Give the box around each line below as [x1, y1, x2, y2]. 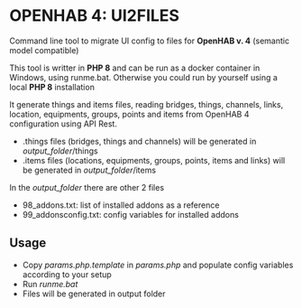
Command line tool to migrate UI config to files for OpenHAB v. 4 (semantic [9, 35, 290, 46]
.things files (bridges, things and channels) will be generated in [22, 135, 257, 146]
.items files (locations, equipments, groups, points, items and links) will [22, 154, 286, 165]
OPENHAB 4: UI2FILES [9, 5, 180, 26]
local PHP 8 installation [9, 81, 95, 92]
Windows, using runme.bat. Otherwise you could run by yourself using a [9, 71, 278, 82]
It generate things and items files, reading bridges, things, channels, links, [9, 98, 284, 109]
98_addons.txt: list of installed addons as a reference [22, 200, 220, 210]
